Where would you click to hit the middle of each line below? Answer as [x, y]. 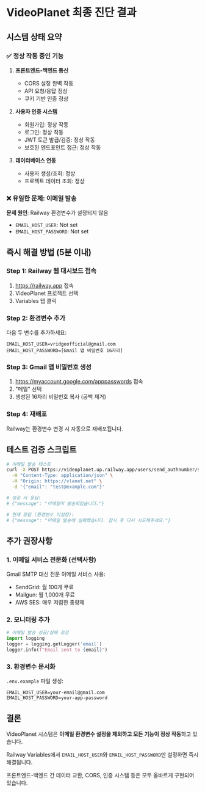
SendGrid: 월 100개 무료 [45, 587]
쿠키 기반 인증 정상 [46, 98]
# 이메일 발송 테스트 [29, 464]
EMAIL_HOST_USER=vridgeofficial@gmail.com [61, 344]
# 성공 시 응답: [24, 498]
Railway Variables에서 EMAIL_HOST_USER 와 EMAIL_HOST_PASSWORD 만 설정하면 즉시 [103, 755]
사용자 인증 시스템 [36, 111]
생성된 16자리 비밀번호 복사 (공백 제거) [61, 397]
